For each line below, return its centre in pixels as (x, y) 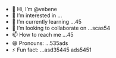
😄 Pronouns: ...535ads (40, 43)
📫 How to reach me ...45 (43, 35)
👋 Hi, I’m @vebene (35, 9)
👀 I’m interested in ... (37, 15)
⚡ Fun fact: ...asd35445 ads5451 (51, 50)
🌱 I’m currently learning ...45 (47, 22)
